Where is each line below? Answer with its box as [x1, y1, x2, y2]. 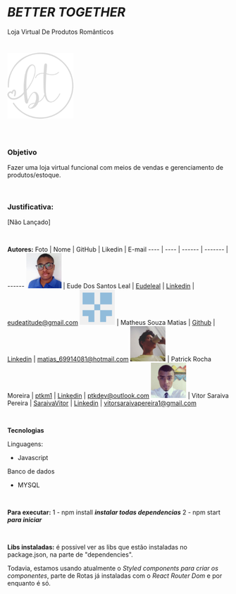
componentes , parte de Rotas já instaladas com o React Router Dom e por [7, 571, 223, 580]
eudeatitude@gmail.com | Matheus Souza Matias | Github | [7, 318, 216, 327]
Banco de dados [7, 467, 55, 476]
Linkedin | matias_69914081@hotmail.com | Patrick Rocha [7, 355, 211, 364]
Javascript [17, 454, 49, 462]
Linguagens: [7, 440, 44, 448]
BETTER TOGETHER [7, 4, 126, 20]
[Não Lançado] [7, 218, 51, 226]
